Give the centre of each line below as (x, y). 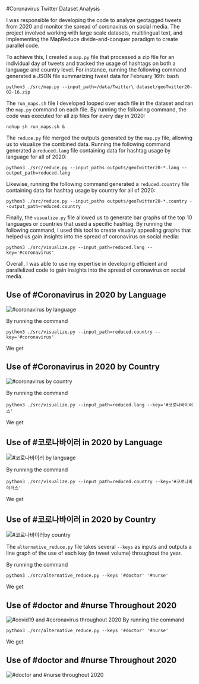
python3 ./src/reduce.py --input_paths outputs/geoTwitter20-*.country (97, 201)
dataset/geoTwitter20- (165, 87)
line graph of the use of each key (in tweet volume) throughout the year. (94, 553)
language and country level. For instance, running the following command (96, 70)
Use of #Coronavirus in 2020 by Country (83, 367)
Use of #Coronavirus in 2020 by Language (86, 295)
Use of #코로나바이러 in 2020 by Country (81, 519)
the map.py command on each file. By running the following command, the (97, 109)
